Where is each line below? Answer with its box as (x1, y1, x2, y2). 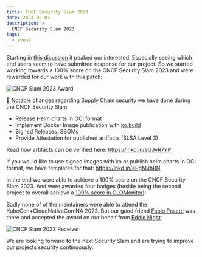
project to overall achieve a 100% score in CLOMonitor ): (6, 189, 147, 196)
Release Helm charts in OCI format (15, 115, 102, 122)
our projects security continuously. (6, 244, 94, 251)
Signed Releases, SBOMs (15, 128, 79, 135)
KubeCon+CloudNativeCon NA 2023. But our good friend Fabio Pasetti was (6, 207, 196, 214)
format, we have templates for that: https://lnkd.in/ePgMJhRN (6, 165, 161, 171)
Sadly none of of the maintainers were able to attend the (6, 201, 148, 208)
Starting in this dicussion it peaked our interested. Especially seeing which (6, 54, 193, 61)
